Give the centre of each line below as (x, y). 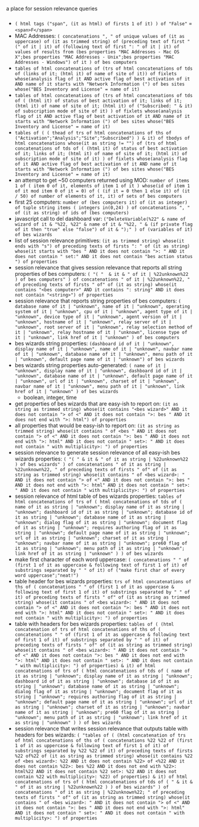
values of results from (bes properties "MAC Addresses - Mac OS (97, 52)
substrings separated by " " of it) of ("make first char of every (99, 570)
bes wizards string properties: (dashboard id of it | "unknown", (94, 343)
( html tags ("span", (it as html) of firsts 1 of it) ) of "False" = (103, 23)
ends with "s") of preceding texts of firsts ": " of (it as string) (102, 246)
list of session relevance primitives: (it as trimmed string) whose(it (99, 240)
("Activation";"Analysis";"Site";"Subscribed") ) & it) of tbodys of (102, 138)
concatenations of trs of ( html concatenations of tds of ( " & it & (104, 782)
